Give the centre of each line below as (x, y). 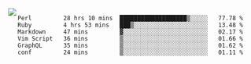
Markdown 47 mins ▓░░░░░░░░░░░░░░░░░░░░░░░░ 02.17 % (131, 32)
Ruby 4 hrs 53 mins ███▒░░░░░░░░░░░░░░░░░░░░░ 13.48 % (131, 25)
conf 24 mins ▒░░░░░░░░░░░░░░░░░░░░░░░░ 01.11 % (131, 52)
